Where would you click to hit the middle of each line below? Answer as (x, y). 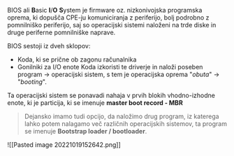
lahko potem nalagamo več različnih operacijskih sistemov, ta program (125, 124)
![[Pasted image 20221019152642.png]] (64, 145)
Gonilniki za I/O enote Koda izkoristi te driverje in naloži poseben (110, 67)
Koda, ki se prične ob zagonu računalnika (77, 59)
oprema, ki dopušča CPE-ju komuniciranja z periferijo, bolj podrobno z (108, 17)
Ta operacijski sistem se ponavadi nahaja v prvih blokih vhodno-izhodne (111, 95)
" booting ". (32, 82)
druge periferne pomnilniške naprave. (61, 32)
